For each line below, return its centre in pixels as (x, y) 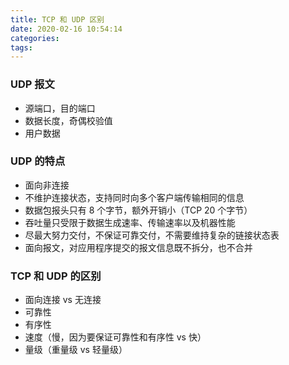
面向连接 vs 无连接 (63, 300)
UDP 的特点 (38, 161)
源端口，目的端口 (60, 108)
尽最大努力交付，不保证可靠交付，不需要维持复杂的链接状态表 (152, 235)
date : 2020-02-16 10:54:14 (66, 29)
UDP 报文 (32, 84)
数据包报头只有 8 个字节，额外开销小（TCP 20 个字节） (138, 210)
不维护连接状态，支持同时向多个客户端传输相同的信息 (134, 197)
